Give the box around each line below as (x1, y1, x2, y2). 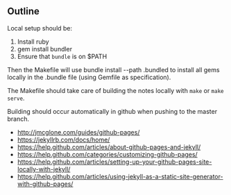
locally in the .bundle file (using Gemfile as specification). (7, 73, 171, 81)
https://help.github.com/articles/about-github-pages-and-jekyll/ (17, 142, 201, 151)
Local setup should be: (7, 24, 73, 32)
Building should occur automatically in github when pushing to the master (7, 107, 217, 115)
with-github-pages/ (17, 180, 74, 188)
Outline (7, 6, 40, 17)
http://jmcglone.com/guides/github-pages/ (17, 128, 140, 136)
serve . (7, 94, 25, 102)
